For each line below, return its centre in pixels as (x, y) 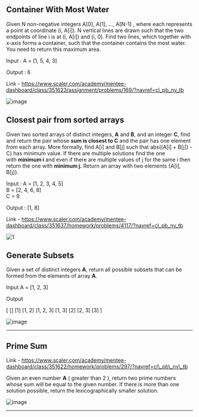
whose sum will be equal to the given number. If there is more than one (93, 384)
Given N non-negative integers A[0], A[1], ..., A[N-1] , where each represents (99, 24)
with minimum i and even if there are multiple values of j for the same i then (98, 159)
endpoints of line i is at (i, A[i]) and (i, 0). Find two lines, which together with (99, 36)
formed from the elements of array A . (52, 276)
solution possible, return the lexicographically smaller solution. (82, 391)
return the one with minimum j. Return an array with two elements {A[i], (94, 166)
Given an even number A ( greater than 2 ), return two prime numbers (91, 378)
